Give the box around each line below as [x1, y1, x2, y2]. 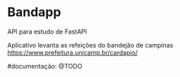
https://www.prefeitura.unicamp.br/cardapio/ [7, 48, 138, 57]
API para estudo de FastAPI [7, 27, 88, 36]
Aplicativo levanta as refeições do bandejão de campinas [7, 41, 174, 49]
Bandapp [7, 4, 61, 20]
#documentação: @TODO [7, 62, 83, 70]
